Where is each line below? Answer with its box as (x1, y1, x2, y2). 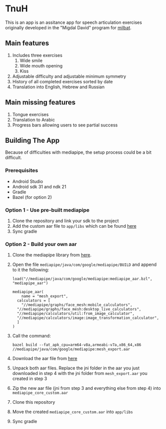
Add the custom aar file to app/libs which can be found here (12, 223, 137, 229)
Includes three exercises (12, 52, 63, 58)
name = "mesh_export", (21, 294, 68, 299)
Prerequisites (5, 167, 38, 174)
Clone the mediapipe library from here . (12, 252, 92, 258)
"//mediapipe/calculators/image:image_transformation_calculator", (17, 315, 160, 320)
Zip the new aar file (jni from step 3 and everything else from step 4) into (12, 385, 161, 391)
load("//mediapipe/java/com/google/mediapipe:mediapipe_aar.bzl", (12, 276, 153, 282)
